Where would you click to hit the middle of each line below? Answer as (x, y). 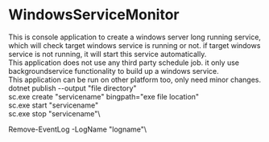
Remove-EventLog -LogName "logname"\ (78, 129)
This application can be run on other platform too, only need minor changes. (135, 79)
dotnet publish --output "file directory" (72, 88)
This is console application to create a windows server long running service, (135, 37)
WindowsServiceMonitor (94, 15)
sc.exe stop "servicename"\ (54, 113)
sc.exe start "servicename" (54, 105)
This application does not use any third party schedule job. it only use (124, 63)
